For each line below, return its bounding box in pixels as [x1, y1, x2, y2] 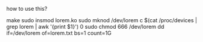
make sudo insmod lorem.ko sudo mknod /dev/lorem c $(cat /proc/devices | [6, 17, 198, 23]
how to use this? [6, 5, 48, 12]
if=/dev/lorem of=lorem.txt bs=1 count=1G [6, 29, 112, 37]
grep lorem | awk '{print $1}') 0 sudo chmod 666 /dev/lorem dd [6, 23, 165, 30]
